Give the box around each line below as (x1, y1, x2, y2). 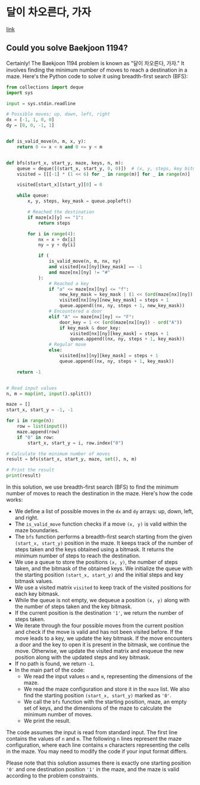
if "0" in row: (17, 434, 55, 440)
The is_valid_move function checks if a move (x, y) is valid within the (14, 520, 187, 528)
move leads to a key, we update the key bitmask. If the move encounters (14, 634, 192, 642)
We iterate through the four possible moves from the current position (14, 622, 184, 629)
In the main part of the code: (14, 667, 85, 673)
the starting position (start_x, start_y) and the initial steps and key (14, 571, 183, 578)
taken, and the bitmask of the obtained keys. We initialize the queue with (14, 565, 193, 572)
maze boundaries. (14, 527, 60, 533)
